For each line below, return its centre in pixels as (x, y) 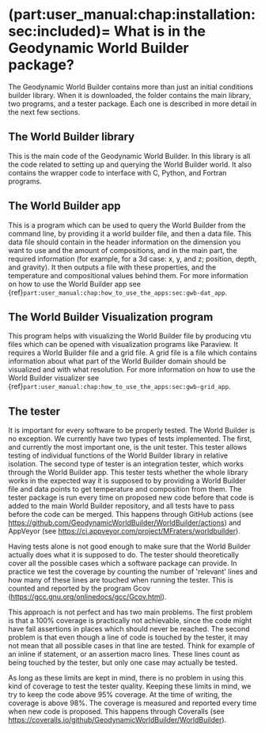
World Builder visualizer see (54, 378)
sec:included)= (59, 31)
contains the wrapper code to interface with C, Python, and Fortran (117, 172)
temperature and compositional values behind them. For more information (129, 275)
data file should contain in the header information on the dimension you (125, 242)
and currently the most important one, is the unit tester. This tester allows (128, 447)
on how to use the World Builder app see (74, 284)
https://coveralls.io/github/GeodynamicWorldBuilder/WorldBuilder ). (117, 720)
